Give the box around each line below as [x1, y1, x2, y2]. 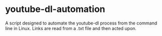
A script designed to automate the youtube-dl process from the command [5, 20, 157, 26]
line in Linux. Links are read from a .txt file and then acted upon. [5, 25, 136, 31]
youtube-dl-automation [5, 3, 105, 15]
